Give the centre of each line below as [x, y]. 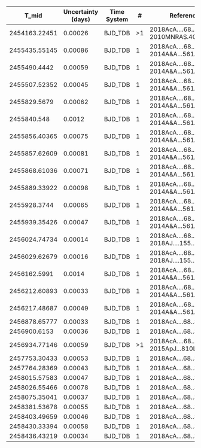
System [117, 19]
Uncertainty [81, 12]
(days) [81, 19]
